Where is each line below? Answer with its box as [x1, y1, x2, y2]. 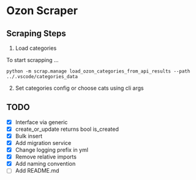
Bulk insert [15, 132, 43, 139]
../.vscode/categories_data [6, 74, 78, 80]
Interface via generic [15, 118, 68, 126]
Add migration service [15, 139, 72, 146]
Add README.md [15, 167, 59, 174]
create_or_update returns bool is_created [15, 125, 119, 133]
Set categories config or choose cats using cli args [15, 84, 144, 92]
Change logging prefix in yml [15, 146, 89, 154]
